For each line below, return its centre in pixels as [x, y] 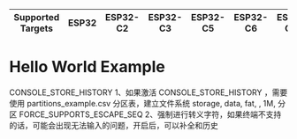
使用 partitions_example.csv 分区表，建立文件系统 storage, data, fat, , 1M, [142, 103]
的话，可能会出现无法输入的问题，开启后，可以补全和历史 [114, 125]
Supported [37, 17]
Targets [36, 28]
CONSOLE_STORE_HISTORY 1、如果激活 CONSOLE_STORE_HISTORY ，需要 [148, 92]
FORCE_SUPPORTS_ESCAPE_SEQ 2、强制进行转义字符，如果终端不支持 [150, 114]
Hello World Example [88, 67]
